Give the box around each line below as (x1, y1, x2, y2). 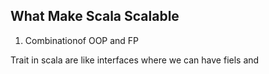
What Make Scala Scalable (10, 8, 180, 25)
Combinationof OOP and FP (24, 34, 140, 46)
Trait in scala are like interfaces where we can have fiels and (10, 54, 260, 66)
